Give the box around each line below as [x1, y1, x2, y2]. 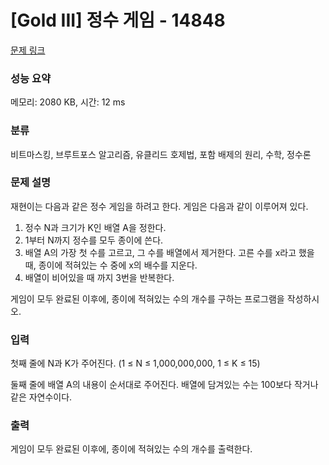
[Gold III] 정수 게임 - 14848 [10, 9, 226, 32]
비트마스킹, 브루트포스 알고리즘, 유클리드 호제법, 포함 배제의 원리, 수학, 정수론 [10, 148, 312, 160]
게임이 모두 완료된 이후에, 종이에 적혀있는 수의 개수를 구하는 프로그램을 [10, 292, 285, 305]
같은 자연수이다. [10, 391, 73, 403]
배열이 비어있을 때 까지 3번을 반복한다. [24, 271, 175, 283]
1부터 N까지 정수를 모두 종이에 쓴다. [24, 234, 164, 246]
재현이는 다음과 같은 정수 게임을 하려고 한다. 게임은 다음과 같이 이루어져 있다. [10, 200, 309, 212]
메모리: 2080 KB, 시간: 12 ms [10, 96, 126, 108]
